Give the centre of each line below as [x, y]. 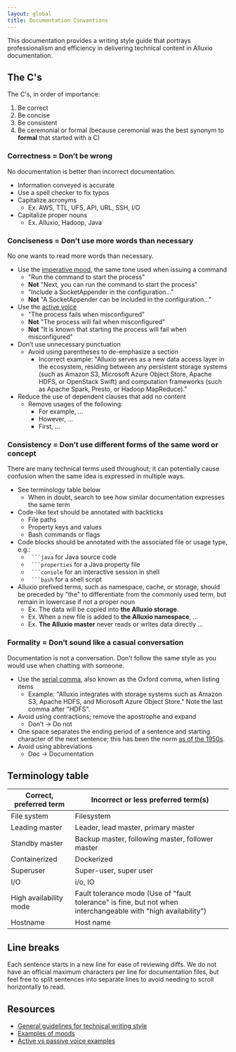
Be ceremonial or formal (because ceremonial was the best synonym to [121, 130]
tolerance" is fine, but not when [126, 902]
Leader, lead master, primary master [135, 828]
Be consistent [37, 123]
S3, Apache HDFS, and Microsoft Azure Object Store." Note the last [125, 701]
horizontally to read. [36, 987]
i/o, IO [85, 882]
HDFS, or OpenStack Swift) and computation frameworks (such [130, 381]
